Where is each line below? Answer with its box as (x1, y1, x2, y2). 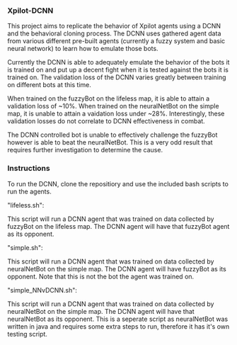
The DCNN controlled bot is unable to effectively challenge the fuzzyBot (7, 130, 218, 140)
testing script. (7, 329, 48, 338)
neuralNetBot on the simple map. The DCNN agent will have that (7, 307, 195, 315)
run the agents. (7, 187, 52, 196)
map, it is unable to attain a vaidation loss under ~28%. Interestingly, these (7, 109, 225, 118)
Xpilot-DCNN (7, 6, 54, 16)
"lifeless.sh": (7, 200, 45, 209)
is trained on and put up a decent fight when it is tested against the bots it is (7, 66, 229, 74)
